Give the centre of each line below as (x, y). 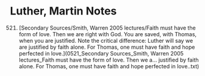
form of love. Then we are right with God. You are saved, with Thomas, (108, 34)
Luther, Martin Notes (63, 11)
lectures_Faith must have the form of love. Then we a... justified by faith (109, 60)
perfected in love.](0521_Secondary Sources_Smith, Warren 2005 (101, 53)
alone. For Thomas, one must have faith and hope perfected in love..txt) (109, 66)
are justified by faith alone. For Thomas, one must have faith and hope (107, 47)
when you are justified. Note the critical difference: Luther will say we (106, 40)
